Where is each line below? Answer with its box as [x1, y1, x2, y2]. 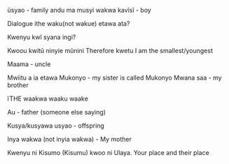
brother [7, 81, 29, 89]
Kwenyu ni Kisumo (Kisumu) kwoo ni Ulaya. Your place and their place [7, 149, 210, 156]
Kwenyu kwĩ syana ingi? [7, 33, 76, 41]
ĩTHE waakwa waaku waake [7, 94, 89, 103]
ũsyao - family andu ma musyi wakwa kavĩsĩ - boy [7, 6, 152, 14]
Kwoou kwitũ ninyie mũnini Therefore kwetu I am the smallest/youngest [7, 47, 214, 54]
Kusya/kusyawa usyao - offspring [7, 121, 105, 130]
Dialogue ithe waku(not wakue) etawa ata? [7, 20, 130, 27]
